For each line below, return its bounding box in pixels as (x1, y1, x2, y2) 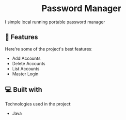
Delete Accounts (12, 60, 46, 66)
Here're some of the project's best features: (5, 46, 93, 51)
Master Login (12, 71, 39, 77)
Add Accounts (12, 55, 41, 61)
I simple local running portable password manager (5, 19, 105, 25)
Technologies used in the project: (5, 101, 72, 107)
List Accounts (12, 66, 40, 71)
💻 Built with (5, 86, 43, 94)
